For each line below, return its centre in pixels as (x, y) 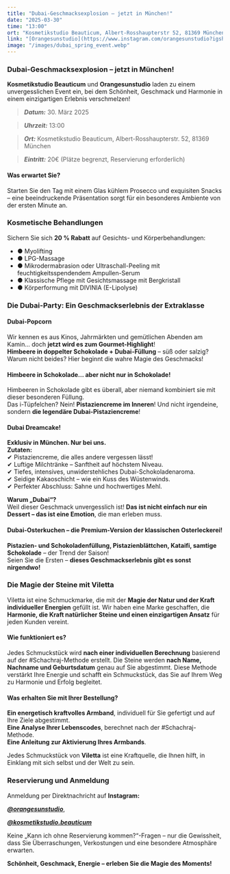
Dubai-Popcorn (29, 322)
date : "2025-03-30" (35, 20)
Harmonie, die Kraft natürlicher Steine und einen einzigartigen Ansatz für (114, 614)
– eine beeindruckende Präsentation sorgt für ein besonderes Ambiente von (114, 198)
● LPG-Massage (41, 258)
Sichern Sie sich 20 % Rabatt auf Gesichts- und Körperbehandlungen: (106, 238)
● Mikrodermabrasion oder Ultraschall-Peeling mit (88, 266)
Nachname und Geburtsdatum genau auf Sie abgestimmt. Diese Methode (112, 667)
